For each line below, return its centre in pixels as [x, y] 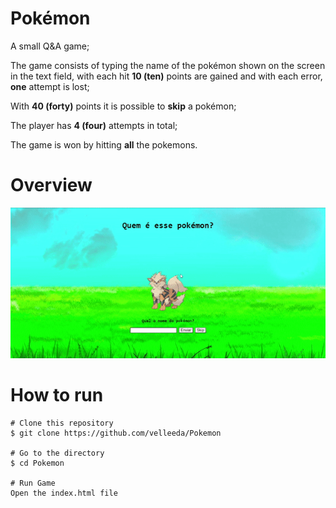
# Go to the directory [57, 453]
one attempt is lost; [50, 86]
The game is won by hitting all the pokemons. [104, 144]
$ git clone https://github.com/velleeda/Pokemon [116, 433]
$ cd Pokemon [37, 463]
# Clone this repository [62, 423]
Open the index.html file [64, 493]
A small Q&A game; [50, 46]
